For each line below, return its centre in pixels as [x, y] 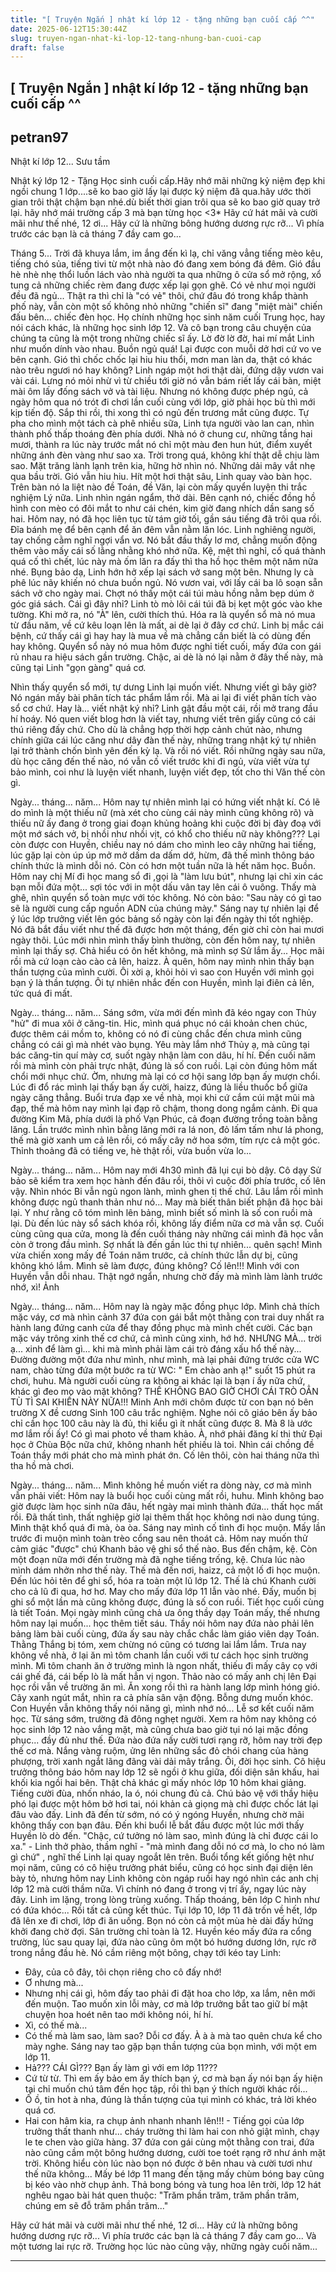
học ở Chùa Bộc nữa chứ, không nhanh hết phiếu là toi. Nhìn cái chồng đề [162, 1445]
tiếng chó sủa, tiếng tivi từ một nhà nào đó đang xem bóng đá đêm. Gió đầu [166, 264]
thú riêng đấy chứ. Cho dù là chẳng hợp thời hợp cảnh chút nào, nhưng [156, 730]
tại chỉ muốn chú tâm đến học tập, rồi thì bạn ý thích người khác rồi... [166, 2089]
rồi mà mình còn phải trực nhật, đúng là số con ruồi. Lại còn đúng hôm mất [164, 1066]
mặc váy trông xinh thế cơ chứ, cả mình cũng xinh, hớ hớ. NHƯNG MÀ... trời [166, 1338]
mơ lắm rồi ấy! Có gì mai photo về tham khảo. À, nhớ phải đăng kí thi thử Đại [166, 1434]
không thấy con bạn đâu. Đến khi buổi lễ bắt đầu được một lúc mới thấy [157, 1825]
